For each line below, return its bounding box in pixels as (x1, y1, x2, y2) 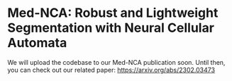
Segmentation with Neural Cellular (7, 20, 215, 36)
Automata (7, 35, 67, 51)
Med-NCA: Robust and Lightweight (7, 5, 219, 21)
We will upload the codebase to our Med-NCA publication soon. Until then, (7, 58, 226, 66)
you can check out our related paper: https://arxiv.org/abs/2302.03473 (7, 66, 215, 74)
